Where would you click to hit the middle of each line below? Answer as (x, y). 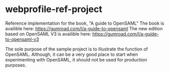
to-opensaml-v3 (22, 39)
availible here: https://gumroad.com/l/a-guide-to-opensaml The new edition (84, 28)
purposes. (16, 65)
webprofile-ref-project (54, 9)
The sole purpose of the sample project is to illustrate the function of (77, 49)
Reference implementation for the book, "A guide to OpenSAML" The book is (85, 23)
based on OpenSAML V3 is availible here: (48, 34)
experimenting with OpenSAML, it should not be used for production (76, 59)
